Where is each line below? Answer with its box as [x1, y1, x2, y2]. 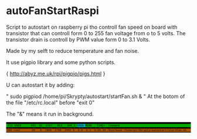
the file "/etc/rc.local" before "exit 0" [6, 99, 95, 106]
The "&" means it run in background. [6, 110, 94, 117]
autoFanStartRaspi [6, 4, 100, 18]
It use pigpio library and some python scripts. [6, 59, 116, 66]
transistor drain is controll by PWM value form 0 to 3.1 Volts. [6, 36, 151, 43]
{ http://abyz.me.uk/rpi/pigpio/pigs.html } [6, 70, 106, 77]
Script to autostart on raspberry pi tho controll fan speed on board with [6, 23, 178, 30]
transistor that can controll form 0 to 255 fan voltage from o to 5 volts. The [6, 29, 186, 36]
